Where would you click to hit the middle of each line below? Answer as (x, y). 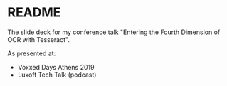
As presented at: (32, 53)
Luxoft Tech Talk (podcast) (57, 75)
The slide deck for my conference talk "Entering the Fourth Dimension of (114, 32)
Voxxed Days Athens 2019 (56, 67)
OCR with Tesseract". (38, 39)
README (34, 12)
